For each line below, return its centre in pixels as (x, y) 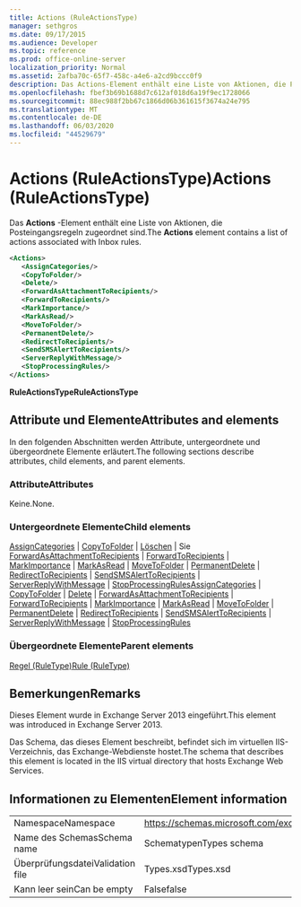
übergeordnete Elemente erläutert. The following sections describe (132, 451)
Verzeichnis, (32, 752)
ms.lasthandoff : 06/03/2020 (62, 126)
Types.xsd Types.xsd (187, 869)
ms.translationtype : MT (54, 109)
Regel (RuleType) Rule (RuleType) (69, 666)
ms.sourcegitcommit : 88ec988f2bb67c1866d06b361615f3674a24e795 (130, 101)
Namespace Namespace (64, 824)
